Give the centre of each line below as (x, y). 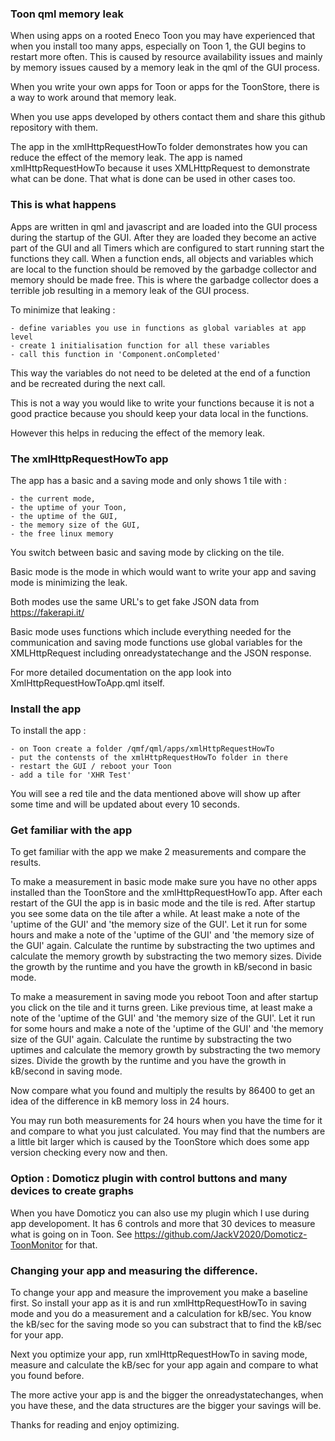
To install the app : (48, 731)
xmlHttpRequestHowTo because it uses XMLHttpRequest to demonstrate (160, 168)
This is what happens (63, 205)
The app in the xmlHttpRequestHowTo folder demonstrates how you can (159, 147)
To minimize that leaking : (63, 309)
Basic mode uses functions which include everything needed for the (151, 631)
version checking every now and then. (89, 1153)
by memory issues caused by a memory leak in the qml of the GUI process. (165, 68)
